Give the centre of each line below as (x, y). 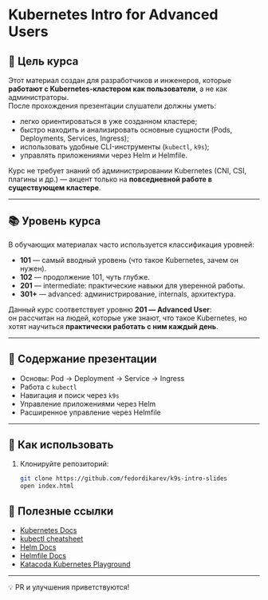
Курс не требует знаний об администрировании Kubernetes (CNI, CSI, (128, 171)
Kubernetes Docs (48, 530)
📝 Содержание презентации (83, 359)
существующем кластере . (55, 188)
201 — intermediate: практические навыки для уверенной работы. (132, 285)
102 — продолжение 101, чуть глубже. (85, 276)
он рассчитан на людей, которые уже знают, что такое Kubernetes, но (128, 318)
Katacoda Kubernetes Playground (75, 564)
